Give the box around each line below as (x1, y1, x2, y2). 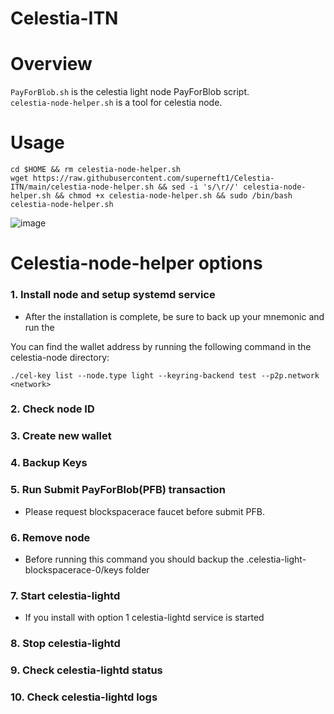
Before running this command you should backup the (24, 553, 245, 565)
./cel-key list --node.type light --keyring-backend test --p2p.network (10, 370, 320, 381)
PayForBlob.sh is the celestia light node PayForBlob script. (10, 86, 250, 98)
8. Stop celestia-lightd (10, 637, 121, 651)
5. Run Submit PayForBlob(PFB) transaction (10, 483, 226, 497)
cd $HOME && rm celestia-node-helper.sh (10, 165, 182, 175)
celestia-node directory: (10, 351, 110, 363)
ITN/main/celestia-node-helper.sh (10, 182, 155, 192)
